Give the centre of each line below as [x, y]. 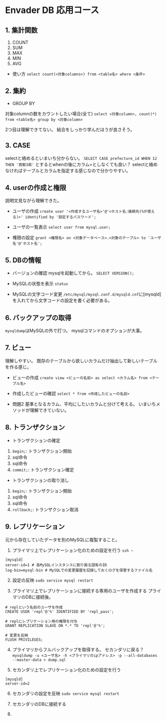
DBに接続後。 [39, 597]
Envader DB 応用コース [52, 10]
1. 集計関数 [22, 30]
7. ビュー [18, 348]
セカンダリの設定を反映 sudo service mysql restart [66, 693]
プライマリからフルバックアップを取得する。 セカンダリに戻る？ [78, 649]
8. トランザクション [35, 427]
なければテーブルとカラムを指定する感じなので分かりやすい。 [68, 170]
